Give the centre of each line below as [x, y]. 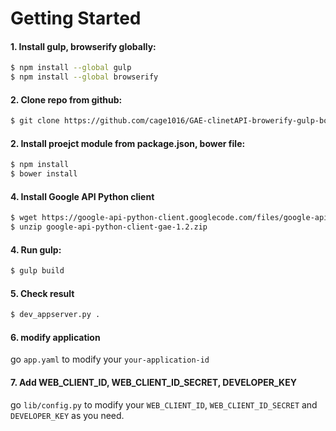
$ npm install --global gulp [71, 68]
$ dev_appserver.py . [55, 315]
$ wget [24, 218]
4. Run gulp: [36, 249]
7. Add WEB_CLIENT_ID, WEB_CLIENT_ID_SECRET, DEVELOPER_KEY [153, 383]
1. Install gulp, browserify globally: [83, 46]
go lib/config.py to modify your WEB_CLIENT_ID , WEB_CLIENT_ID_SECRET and [164, 404]
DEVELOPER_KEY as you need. [67, 415]
